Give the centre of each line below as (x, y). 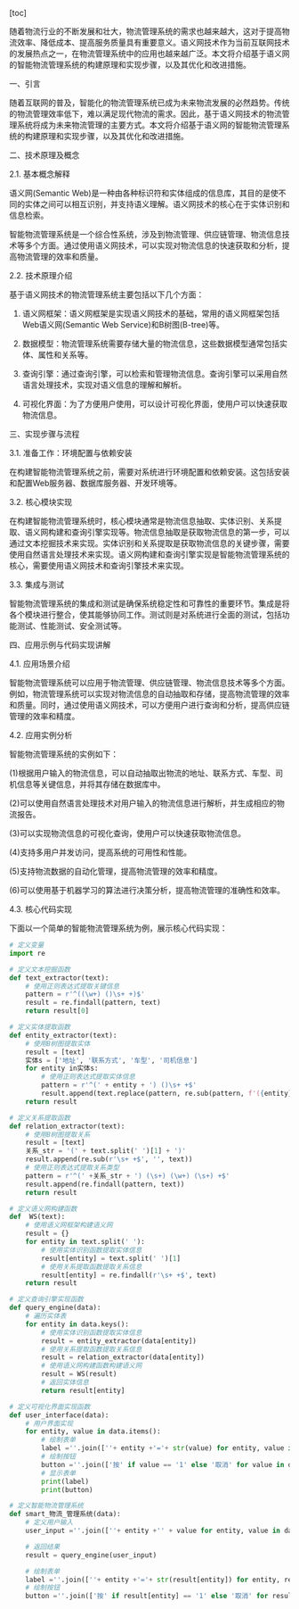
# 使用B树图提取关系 (58, 1134)
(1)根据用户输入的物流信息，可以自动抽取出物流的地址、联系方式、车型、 (142, 773)
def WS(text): (37, 1217)
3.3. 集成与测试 (37, 585)
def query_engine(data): (55, 1308)
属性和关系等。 (65, 355)
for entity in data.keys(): (77, 1324)
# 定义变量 (27, 945)
